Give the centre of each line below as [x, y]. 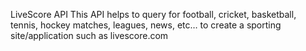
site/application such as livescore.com [89, 35]
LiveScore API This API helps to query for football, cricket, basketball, [153, 14]
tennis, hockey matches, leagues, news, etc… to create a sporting [146, 25]
